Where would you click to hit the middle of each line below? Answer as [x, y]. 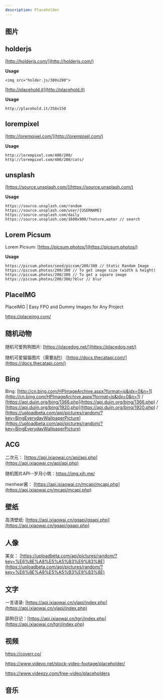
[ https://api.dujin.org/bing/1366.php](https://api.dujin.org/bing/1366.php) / [81, 402]
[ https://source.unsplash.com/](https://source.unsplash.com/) [69, 187]
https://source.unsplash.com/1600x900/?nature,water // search [73, 219]
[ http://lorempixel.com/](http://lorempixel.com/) [54, 136]
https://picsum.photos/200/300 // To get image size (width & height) [80, 270]
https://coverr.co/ [23, 654]
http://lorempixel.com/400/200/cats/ [45, 159]
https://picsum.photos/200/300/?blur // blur [53, 279]
